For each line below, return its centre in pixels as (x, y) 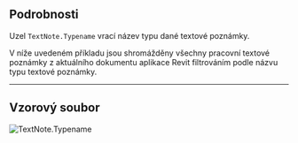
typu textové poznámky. (53, 71)
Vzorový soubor (55, 108)
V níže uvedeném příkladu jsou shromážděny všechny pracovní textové (140, 53)
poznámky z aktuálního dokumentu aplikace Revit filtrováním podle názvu (144, 62)
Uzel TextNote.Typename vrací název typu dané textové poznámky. (129, 35)
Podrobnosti (44, 15)
